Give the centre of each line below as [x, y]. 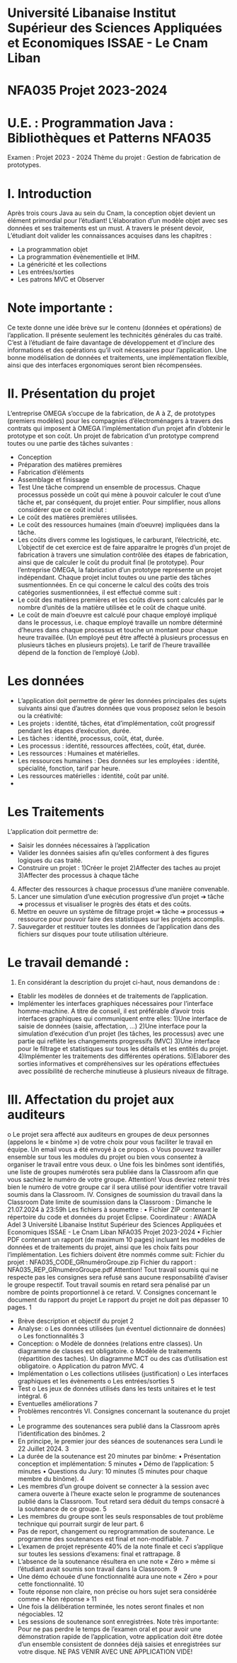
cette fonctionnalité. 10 [51, 1584]
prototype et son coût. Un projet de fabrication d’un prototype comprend [113, 436]
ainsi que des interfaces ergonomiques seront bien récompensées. [105, 365]
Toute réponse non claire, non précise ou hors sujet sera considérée [117, 1591]
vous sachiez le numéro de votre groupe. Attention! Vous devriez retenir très [118, 1179]
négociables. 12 [40, 1613]
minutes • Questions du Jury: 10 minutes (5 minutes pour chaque [112, 1471]
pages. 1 [19, 1307]
